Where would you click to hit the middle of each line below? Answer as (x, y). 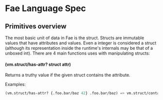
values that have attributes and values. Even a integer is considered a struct (81, 43)
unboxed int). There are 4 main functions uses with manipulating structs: (78, 53)
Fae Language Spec (46, 8)
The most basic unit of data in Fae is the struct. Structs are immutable (75, 38)
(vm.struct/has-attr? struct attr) (38, 64)
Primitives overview (36, 26)
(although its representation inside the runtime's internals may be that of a (79, 48)
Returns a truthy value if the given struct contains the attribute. (68, 75)
